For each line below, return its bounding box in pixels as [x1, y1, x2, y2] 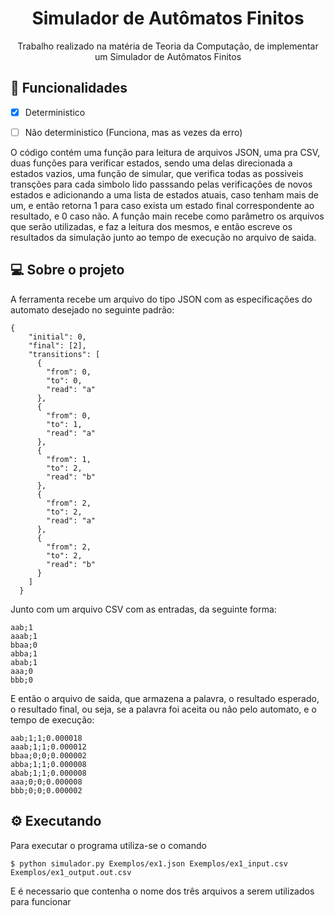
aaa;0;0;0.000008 [10, 777, 83, 787]
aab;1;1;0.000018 [10, 733, 83, 743]
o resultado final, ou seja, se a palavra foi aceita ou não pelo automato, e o [10, 703, 317, 715]
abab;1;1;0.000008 [10, 768, 87, 778]
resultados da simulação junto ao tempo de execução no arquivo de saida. [10, 231, 317, 243]
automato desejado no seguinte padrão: [10, 303, 175, 316]
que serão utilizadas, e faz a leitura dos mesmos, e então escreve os [10, 220, 293, 232]
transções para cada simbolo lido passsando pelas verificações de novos [10, 178, 313, 190]
